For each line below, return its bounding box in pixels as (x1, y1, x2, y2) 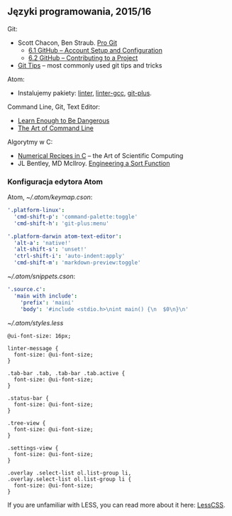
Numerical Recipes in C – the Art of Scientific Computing (17, 151, 184, 159)
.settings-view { (7, 444, 59, 451)
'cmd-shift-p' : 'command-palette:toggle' (13, 213, 138, 220)
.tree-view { (7, 419, 46, 426)
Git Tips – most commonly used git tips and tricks (17, 60, 162, 70)
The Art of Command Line (17, 124, 94, 132)
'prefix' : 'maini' (20, 299, 74, 306)
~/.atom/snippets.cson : (7, 272, 76, 280)
